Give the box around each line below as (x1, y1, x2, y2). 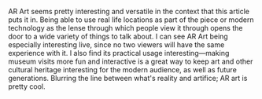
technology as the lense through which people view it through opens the (8, 24, 243, 32)
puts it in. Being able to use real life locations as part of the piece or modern (8, 15, 254, 24)
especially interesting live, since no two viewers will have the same (8, 40, 225, 49)
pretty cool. (8, 82, 46, 91)
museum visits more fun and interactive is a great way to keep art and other (8, 57, 253, 66)
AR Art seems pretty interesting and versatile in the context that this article (8, 7, 250, 16)
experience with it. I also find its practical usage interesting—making (8, 49, 230, 57)
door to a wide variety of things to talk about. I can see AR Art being (8, 31, 228, 41)
